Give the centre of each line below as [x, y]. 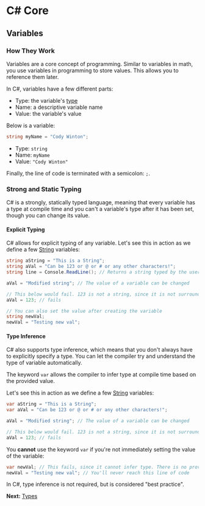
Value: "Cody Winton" [41, 161]
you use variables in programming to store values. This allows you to [92, 70]
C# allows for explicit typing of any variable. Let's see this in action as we [99, 243]
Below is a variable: [31, 125]
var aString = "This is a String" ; [52, 404]
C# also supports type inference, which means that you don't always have [100, 350]
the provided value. [31, 381]
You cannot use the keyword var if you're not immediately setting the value [101, 449]
